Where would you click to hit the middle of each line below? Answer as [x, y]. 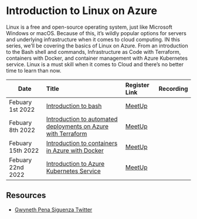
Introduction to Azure [75, 163]
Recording [173, 88]
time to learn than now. [34, 70]
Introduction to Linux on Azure [82, 11]
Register [137, 85]
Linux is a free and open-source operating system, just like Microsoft [89, 27]
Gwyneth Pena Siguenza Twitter [53, 210]
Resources [26, 195]
